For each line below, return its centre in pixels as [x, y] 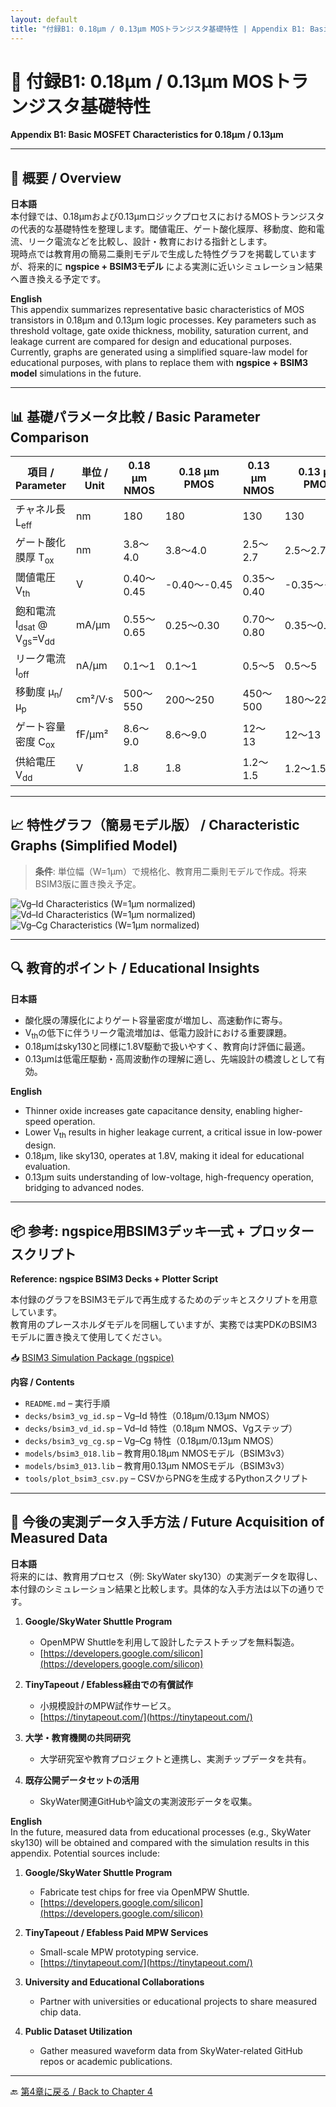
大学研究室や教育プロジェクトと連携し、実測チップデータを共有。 [175, 1758]
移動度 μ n [37, 693]
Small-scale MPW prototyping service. [119, 1952]
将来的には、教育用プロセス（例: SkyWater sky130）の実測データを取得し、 [166, 1576]
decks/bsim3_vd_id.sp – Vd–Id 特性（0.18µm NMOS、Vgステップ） [161, 1428]
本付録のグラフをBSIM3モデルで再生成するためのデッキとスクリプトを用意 [164, 1299]
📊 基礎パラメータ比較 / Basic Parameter [135, 416]
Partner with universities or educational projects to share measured [178, 2001]
